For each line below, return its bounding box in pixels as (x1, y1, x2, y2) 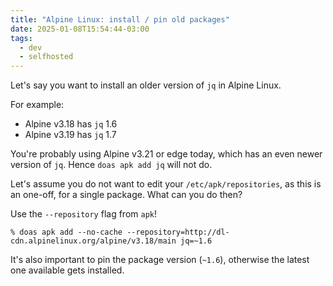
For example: (10, 99, 65, 111)
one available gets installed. (10, 264, 125, 276)
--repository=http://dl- (126, 227, 230, 238)
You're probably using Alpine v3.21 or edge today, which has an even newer (10, 148, 323, 160)
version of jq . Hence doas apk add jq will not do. (10, 159, 213, 171)
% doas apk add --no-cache (10, 227, 123, 238)
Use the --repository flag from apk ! (10, 208, 158, 220)
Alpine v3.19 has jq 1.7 (24, 129, 117, 141)
